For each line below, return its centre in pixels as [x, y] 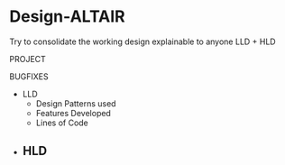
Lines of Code [62, 123]
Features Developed [73, 113]
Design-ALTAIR [67, 17]
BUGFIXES [29, 76]
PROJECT [28, 59]
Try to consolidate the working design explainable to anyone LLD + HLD [143, 41]
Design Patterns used [76, 103]
